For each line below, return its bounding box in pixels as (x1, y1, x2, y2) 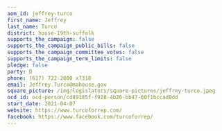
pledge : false (7, 62, 49, 69)
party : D (7, 68, 33, 75)
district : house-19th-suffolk (7, 29, 95, 37)
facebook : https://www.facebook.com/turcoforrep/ (7, 113, 154, 120)
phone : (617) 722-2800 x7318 (7, 74, 92, 82)
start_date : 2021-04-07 (7, 101, 76, 107)
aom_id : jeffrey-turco (7, 10, 73, 17)
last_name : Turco (7, 23, 58, 30)
